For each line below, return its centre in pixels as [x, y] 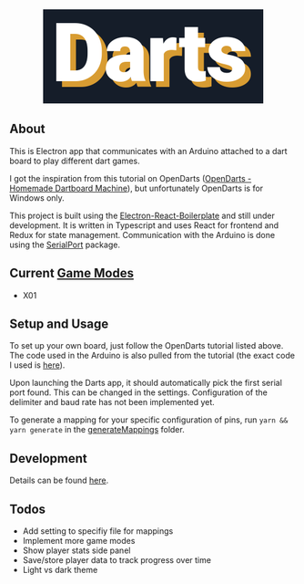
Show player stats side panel [76, 550]
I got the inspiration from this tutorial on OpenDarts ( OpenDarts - [131, 178]
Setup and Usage [59, 324]
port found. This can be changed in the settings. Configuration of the [139, 392]
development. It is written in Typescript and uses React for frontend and [144, 225]
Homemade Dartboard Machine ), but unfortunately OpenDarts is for [137, 188]
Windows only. [37, 198]
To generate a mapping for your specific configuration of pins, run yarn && [149, 420]
